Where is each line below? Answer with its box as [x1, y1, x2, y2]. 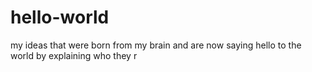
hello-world [10, 6, 110, 29]
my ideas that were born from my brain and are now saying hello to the [10, 39, 302, 51]
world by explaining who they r [10, 49, 138, 61]
